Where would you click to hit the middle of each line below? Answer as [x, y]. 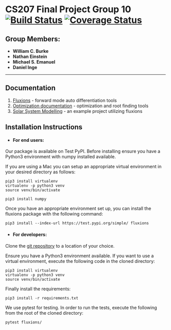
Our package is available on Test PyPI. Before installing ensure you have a [83, 152]
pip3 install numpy [26, 199]
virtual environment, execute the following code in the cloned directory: [80, 261]
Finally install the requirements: [38, 289]
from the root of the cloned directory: [44, 313]
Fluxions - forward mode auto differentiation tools [65, 100]
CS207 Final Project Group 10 [68, 9]
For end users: [28, 140]
